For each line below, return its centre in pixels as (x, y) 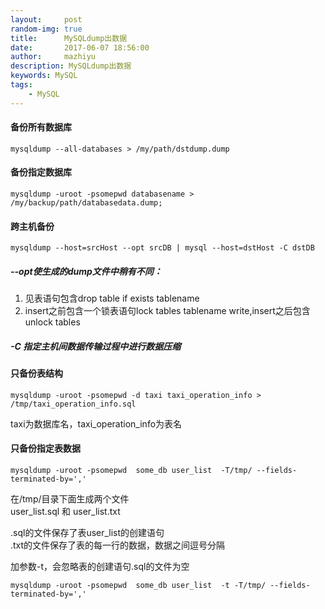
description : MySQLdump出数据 (71, 66)
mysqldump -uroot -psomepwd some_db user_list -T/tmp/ (131, 470)
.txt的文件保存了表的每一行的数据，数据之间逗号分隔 (118, 545)
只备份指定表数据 (45, 448)
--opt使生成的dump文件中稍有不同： (86, 271)
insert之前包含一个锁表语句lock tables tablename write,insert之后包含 (167, 311)
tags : (21, 85)
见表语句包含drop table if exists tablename (112, 298)
